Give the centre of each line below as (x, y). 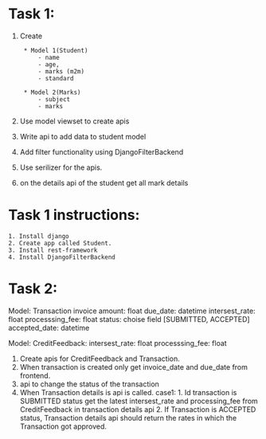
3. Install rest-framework (53, 250)
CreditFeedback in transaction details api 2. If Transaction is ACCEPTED (138, 409)
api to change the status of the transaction (89, 384)
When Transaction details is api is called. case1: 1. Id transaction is (128, 392)
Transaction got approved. (63, 426)
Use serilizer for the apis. (61, 167)
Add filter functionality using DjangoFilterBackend (102, 151)
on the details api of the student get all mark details (104, 182)
